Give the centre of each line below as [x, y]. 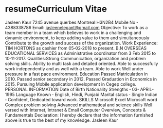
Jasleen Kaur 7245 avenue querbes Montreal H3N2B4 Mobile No [70, 22]
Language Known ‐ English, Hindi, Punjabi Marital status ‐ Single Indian [87, 94]
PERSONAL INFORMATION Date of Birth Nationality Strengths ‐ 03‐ [72, 89]
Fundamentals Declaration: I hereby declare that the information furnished [79, 115]
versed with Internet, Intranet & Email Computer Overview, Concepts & [75, 110]
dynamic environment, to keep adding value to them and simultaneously [77, 38]
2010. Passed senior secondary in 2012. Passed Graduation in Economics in [81, 79]
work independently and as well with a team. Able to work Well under [74, 68]
